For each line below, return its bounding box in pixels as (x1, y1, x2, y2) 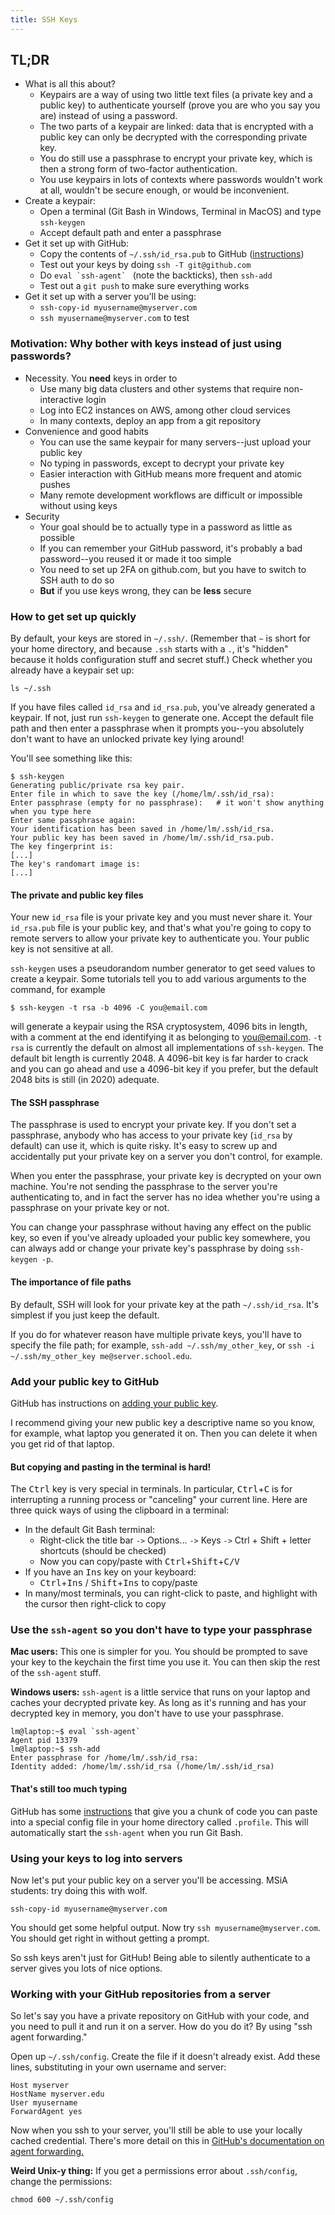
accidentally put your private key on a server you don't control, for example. (10, 1151, 323, 1163)
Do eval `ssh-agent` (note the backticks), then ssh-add (39, 269, 273, 281)
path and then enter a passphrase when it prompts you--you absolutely (10, 722, 305, 735)
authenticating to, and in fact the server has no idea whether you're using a (10, 1191, 321, 1203)
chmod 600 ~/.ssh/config (10, 2195, 114, 2205)
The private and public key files (10, 889, 144, 901)
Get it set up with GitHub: (24, 237, 130, 250)
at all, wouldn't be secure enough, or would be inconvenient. (39, 184, 290, 196)
